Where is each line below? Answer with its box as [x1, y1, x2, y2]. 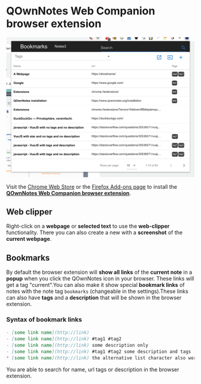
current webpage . [6, 235, 52, 243]
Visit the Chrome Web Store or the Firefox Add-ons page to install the [6, 183, 178, 190]
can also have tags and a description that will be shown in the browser [6, 294, 182, 301]
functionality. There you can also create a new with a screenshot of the [6, 229, 183, 236]
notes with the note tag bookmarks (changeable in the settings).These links [6, 288, 188, 295]
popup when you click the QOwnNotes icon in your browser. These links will [6, 275, 194, 282]
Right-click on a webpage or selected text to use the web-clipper [6, 223, 170, 230]
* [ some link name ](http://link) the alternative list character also [6, 355, 186, 361]
